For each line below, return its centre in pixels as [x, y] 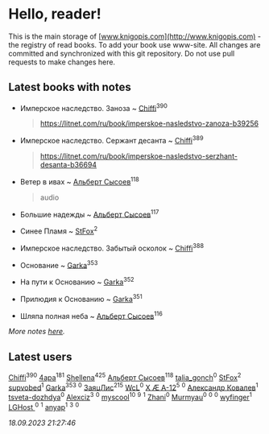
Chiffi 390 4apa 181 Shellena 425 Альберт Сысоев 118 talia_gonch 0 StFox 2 [125, 377]
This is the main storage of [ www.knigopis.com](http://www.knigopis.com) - [135, 36]
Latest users [40, 356]
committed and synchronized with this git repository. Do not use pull [122, 53]
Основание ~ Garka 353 [59, 264]
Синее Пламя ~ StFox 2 [59, 230]
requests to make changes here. [62, 62]
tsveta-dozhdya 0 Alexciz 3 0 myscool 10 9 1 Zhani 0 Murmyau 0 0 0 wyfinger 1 [130, 397]
